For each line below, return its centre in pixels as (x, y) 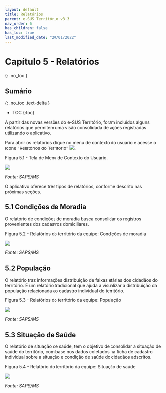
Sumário (19, 91)
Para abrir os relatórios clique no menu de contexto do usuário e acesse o (81, 142)
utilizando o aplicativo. (28, 133)
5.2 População (28, 268)
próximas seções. (23, 192)
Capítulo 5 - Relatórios (52, 62)
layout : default (22, 10)
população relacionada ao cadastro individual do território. (65, 291)
